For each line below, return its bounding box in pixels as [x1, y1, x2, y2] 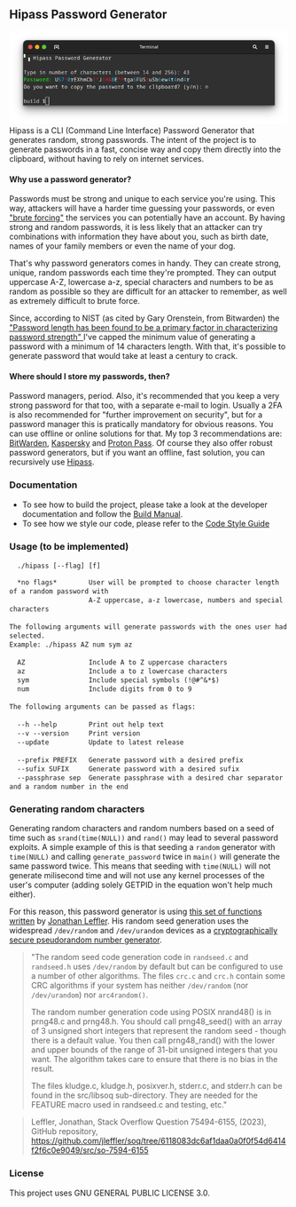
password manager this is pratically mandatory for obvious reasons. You [9, 419, 274, 430]
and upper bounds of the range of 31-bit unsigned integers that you [30, 1044, 277, 1055]
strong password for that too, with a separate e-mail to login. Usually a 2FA [9, 400, 283, 411]
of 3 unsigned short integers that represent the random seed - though [30, 1026, 286, 1036]
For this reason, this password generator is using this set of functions [9, 906, 263, 917]
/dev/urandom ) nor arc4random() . [30, 989, 149, 1000]
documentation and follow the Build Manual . [21, 508, 183, 519]
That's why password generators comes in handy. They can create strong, [9, 258, 282, 269]
